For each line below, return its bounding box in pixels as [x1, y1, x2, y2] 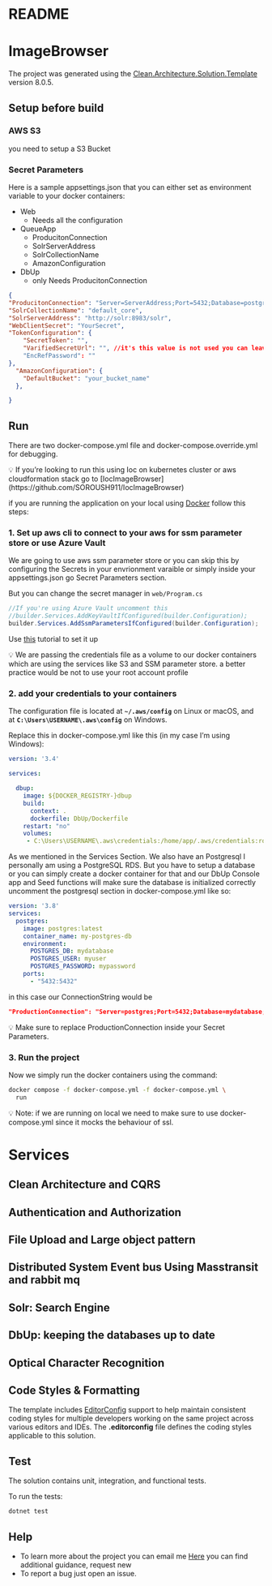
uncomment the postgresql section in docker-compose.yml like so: [8, 886, 232, 896]
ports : [23, 970, 45, 978]
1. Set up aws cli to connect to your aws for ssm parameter [8, 527, 243, 539]
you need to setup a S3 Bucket [8, 144, 111, 153]
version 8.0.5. [8, 78, 54, 88]
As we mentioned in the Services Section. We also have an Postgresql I [8, 852, 245, 862]
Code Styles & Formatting [8, 1384, 140, 1397]
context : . [29, 806, 67, 815]
